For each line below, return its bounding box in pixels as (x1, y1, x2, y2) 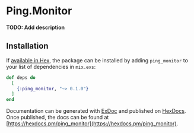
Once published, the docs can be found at (6, 114, 109, 121)
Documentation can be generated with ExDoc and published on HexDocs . (6, 107, 186, 115)
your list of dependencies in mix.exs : (6, 63, 96, 70)
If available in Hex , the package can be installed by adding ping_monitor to (6, 56, 189, 64)
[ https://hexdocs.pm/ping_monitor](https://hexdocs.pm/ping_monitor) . (6, 120, 179, 127)
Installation (6, 41, 49, 51)
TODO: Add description (6, 24, 65, 31)
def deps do (6, 74, 36, 81)
